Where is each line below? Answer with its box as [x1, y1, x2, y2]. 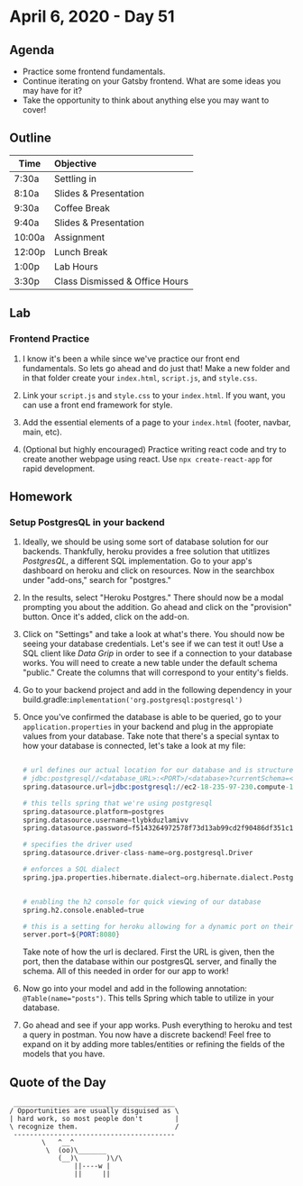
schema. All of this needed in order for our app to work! [22, 966, 229, 977]
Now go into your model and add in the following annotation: [22, 983, 248, 994]
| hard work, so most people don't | [9, 1115, 179, 1124]
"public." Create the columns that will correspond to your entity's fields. [22, 667, 289, 678]
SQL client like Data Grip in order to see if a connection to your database [22, 648, 293, 659]
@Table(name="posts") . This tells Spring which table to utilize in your [22, 993, 275, 1004]
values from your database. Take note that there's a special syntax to [22, 731, 280, 742]
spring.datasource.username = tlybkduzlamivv [22, 816, 189, 825]
